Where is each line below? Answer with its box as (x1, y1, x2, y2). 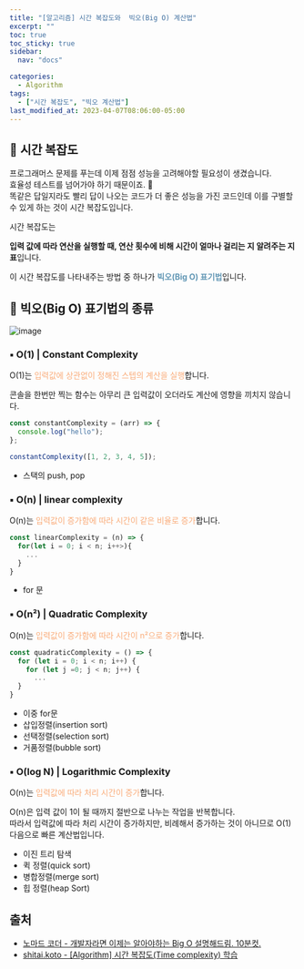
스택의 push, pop (22, 470, 86, 481)
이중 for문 (22, 708, 58, 719)
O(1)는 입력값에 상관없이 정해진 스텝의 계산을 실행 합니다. (9, 370, 209, 381)
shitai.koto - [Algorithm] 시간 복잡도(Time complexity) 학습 (22, 949, 238, 961)
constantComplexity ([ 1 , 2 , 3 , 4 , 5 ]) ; (9, 452, 157, 461)
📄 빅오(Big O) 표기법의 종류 (9, 301, 155, 316)
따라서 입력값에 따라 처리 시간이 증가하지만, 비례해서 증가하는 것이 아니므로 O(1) (9, 818, 292, 829)
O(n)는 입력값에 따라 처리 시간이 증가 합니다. (9, 787, 165, 798)
